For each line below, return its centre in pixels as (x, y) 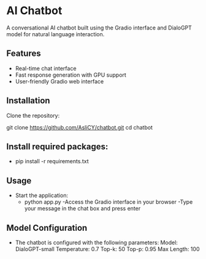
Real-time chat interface (46, 68)
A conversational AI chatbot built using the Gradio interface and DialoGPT (99, 28)
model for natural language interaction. (55, 34)
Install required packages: (57, 146)
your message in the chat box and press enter (82, 209)
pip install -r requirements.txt (52, 161)
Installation (28, 101)
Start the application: (42, 195)
